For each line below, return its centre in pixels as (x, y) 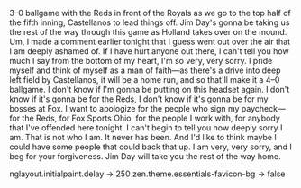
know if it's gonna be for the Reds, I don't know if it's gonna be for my (139, 99)
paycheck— (263, 108)
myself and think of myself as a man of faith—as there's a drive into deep (145, 70)
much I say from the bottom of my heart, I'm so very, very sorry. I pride (141, 61)
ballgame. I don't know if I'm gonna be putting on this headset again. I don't (150, 90)
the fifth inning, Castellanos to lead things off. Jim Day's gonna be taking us (150, 22)
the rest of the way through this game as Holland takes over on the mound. (148, 32)
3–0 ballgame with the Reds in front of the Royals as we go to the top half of (150, 13)
